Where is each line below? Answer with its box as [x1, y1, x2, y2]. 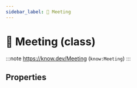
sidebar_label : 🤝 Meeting [5, 8, 71, 15]
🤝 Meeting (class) [5, 34, 96, 48]
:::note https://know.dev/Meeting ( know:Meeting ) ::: [5, 55, 131, 62]
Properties [5, 72, 47, 82]
